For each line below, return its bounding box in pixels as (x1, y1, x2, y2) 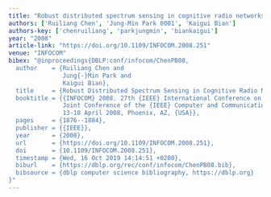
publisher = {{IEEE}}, (15, 124, 92, 132)
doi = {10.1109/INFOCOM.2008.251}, (15, 146, 157, 154)
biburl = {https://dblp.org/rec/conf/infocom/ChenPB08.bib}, (15, 162, 236, 170)
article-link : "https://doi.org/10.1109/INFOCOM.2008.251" (8, 42, 211, 50)
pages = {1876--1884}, (15, 117, 106, 125)
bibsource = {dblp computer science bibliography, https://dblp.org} (15, 169, 254, 177)
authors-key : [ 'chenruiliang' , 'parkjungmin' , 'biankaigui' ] (8, 27, 219, 35)
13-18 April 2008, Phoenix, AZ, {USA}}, (62, 109, 200, 117)
